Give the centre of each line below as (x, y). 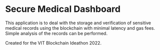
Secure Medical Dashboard (63, 9)
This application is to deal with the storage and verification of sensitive (78, 23)
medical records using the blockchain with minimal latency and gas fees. (80, 28)
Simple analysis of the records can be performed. (56, 33)
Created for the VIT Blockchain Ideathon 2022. (53, 43)
